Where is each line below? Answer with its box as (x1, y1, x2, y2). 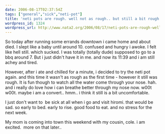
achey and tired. (5, 60, 38, 66)
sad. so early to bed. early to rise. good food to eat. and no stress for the (5, 105, 152, 111)
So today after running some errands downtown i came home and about (5, 39, 151, 45)
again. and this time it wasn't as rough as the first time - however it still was (5, 74, 158, 80)
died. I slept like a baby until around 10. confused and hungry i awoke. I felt (5, 44, 157, 50)
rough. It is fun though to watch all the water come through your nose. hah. (5, 79, 157, 86)
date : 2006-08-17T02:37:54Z (5, 7, 63, 12)
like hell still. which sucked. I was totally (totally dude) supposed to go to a (5, 49, 156, 55)
